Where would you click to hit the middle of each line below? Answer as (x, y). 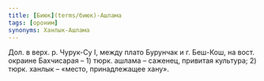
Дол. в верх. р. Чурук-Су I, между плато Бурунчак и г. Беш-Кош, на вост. (132, 53)
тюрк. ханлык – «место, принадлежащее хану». (89, 69)
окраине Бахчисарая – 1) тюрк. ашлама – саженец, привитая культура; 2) (132, 61)
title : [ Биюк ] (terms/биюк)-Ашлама (65, 15)
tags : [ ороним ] (33, 23)
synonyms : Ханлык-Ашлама (49, 30)
